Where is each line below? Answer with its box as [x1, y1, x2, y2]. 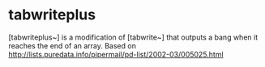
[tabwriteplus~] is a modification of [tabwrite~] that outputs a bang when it [8, 32, 258, 42]
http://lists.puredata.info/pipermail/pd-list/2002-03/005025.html [8, 49, 224, 59]
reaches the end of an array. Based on [8, 40, 136, 50]
